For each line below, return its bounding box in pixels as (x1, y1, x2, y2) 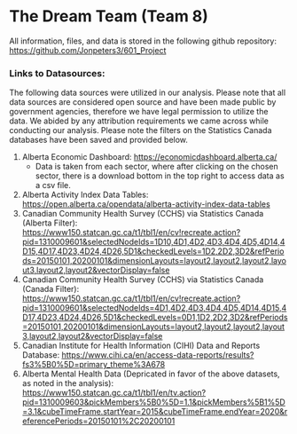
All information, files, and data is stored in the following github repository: (9, 36, 277, 46)
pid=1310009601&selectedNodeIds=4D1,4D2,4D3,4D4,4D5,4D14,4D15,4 (21, 303, 287, 313)
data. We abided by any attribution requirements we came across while (9, 115, 269, 126)
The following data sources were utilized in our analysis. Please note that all (9, 87, 286, 99)
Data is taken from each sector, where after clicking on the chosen (35, 162, 279, 172)
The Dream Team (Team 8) (9, 6, 208, 27)
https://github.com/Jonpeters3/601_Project (9, 44, 167, 55)
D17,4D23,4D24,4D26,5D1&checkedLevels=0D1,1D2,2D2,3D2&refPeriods (21, 312, 288, 323)
